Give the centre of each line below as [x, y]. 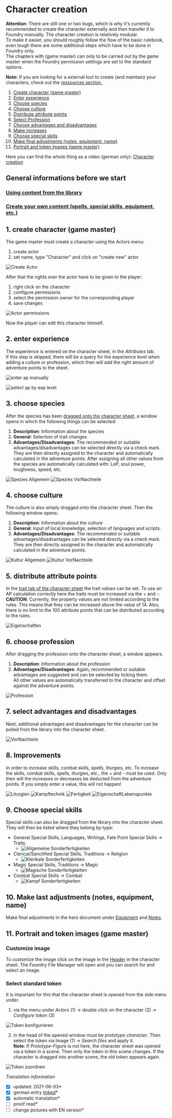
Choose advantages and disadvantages [55, 125]
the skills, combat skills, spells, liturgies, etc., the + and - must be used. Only [86, 773]
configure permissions [37, 292]
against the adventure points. [44, 686]
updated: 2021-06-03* [37, 1087]
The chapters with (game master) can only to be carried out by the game [82, 56]
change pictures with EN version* [48, 1110]
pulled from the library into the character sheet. [55, 729]
